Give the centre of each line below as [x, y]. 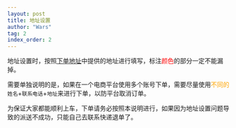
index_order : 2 [30, 40]
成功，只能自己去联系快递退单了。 [87, 117]
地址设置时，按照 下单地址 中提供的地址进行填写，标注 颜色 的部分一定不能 [112, 61]
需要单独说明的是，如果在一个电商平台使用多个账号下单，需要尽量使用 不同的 [118, 84]
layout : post [26, 14]
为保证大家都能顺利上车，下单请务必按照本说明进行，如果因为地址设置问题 [115, 108]
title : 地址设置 [29, 20]
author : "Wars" [30, 27]
